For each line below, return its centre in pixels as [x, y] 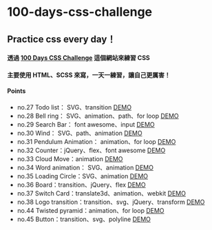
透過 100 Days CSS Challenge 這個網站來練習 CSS [78, 58]
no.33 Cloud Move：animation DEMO [70, 158]
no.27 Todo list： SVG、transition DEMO [74, 107]
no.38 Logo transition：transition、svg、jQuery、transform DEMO [111, 202]
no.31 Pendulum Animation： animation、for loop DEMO [96, 141]
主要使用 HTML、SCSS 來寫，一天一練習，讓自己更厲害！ [89, 75]
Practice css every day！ [62, 39]
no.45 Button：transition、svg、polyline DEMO [84, 219]
